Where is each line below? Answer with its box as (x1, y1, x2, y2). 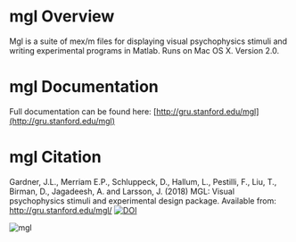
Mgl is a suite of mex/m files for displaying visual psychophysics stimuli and (9, 36, 288, 46)
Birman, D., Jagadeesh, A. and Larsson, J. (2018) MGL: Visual (9, 186, 234, 196)
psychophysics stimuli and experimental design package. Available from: (9, 195, 276, 206)
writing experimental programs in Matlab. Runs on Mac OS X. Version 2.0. (9, 45, 279, 55)
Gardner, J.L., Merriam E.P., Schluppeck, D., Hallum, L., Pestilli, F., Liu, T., (9, 176, 277, 187)
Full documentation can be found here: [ (9, 105, 157, 117)
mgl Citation (9, 147, 102, 167)
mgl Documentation (9, 77, 159, 97)
